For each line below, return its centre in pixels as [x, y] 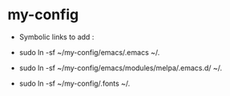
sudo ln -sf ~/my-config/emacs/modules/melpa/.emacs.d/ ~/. [121, 68]
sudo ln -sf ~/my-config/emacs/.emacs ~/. [89, 52]
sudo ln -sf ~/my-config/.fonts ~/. [75, 83]
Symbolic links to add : [56, 37]
